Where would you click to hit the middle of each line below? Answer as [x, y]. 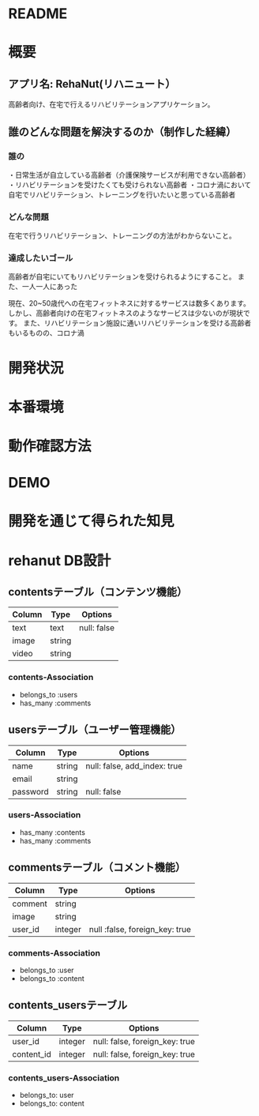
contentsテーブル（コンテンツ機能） [98, 592]
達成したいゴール [41, 258]
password [30, 791]
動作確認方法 [50, 446]
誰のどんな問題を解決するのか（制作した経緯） [122, 132]
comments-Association [54, 953]
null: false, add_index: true [134, 765]
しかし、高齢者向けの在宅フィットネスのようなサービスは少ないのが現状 [126, 314]
